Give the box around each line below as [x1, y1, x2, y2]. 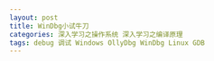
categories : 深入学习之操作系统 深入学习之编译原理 [9, 30, 183, 39]
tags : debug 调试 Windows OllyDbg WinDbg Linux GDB [9, 38, 205, 48]
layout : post [9, 13, 59, 22]
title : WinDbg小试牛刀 [9, 22, 89, 30]
